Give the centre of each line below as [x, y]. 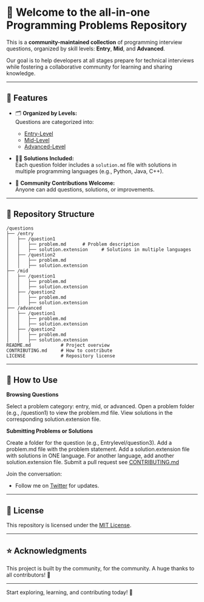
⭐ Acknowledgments [46, 551]
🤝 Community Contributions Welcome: [65, 183]
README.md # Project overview [58, 345]
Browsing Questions [32, 395]
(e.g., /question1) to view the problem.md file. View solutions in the [90, 413]
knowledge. [21, 73]
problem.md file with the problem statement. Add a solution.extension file [98, 450]
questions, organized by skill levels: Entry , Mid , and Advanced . [86, 49]
